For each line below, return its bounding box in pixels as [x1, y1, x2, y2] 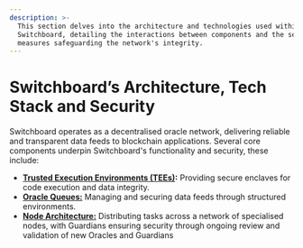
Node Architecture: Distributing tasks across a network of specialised [22, 211, 284, 222]
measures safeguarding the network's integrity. [17, 38, 204, 48]
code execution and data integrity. [22, 182, 151, 193]
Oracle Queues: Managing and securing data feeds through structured [22, 191, 287, 203]
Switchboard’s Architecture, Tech [9, 78, 267, 97]
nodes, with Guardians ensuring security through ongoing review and [22, 220, 280, 231]
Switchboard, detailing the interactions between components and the [17, 30, 284, 39]
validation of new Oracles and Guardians [22, 230, 174, 241]
